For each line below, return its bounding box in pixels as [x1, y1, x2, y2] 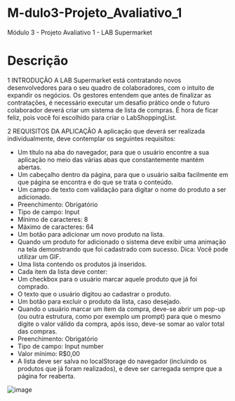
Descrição [7, 53, 69, 69]
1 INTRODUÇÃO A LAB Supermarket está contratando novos [7, 76, 182, 84]
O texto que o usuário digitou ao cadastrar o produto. [17, 289, 172, 298]
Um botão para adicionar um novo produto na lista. [17, 230, 165, 238]
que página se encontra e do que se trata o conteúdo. [17, 178, 174, 186]
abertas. [17, 163, 42, 171]
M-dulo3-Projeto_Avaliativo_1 [7, 5, 182, 21]
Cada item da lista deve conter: [17, 267, 108, 275]
